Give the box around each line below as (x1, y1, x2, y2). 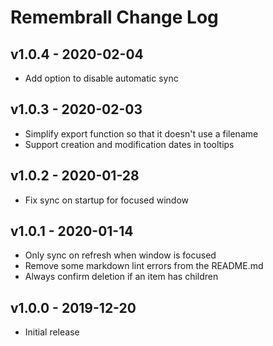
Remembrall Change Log (10, 6, 219, 29)
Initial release (24, 326, 80, 338)
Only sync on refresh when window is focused (24, 249, 217, 261)
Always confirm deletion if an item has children (24, 271, 219, 283)
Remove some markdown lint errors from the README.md (24, 260, 264, 272)
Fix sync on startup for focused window (24, 194, 190, 206)
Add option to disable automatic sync (24, 72, 179, 84)
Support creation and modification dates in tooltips (24, 138, 235, 150)
